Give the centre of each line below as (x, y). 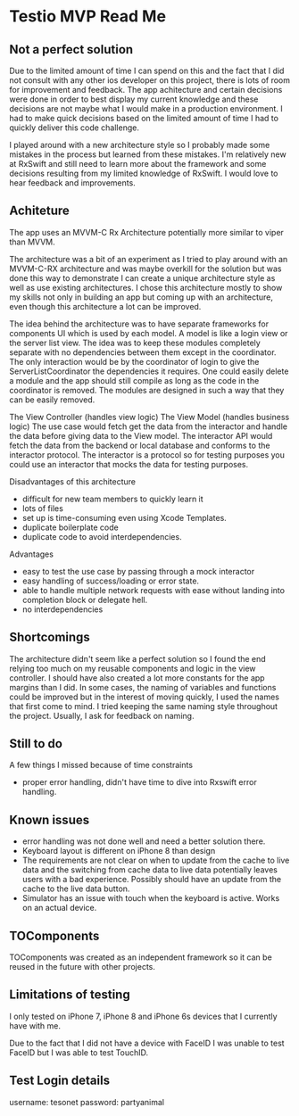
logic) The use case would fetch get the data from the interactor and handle (149, 426)
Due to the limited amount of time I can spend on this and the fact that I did (147, 70)
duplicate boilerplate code (70, 527)
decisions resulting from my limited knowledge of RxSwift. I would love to (144, 173)
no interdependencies (62, 609)
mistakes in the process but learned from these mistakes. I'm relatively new (148, 154)
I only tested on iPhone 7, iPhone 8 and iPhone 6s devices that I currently (144, 1016)
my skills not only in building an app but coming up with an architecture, (141, 297)
